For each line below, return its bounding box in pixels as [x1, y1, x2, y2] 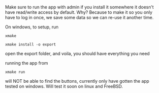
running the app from [5, 60, 48, 66]
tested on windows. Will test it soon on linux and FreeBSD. [5, 83, 123, 89]
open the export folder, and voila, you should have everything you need [5, 51, 150, 56]
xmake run [5, 70, 26, 74]
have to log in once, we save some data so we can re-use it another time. [5, 15, 154, 20]
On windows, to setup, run [5, 24, 59, 30]
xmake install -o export [5, 42, 56, 47]
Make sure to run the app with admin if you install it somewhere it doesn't [5, 4, 154, 10]
